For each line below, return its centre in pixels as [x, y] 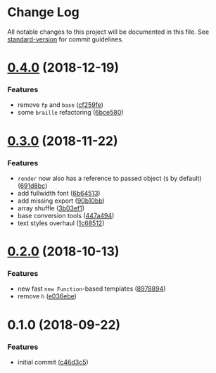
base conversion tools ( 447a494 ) [66, 215]
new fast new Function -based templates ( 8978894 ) [91, 289]
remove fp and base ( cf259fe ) [61, 105]
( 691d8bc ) [32, 185]
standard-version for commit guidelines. [65, 39]
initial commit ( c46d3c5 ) [53, 362]
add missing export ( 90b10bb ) [61, 201]
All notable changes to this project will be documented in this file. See [108, 32]
